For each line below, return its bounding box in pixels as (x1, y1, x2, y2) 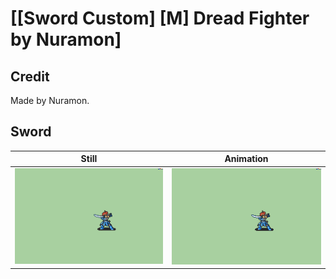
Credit (10, 68, 50, 85)
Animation (224, 153, 269, 165)
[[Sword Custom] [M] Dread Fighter (10, 7, 310, 30)
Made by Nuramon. (10, 95, 90, 106)
